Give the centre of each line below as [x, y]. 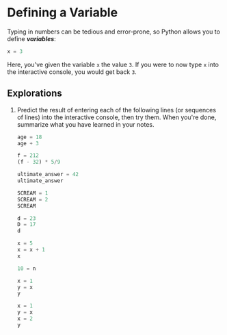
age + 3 [28, 143]
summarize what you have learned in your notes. [85, 124]
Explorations [35, 94]
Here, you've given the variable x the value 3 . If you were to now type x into [113, 64]
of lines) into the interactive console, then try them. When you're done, [117, 117]
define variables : [31, 38]
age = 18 [29, 137]
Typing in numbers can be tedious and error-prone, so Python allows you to [114, 32]
